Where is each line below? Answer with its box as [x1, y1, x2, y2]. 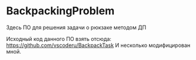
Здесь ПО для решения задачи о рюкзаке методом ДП [6, 24, 147, 31]
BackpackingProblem [6, 4, 115, 18]
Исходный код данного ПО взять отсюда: [6, 35, 112, 42]
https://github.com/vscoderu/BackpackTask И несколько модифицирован [6, 42, 191, 49]
